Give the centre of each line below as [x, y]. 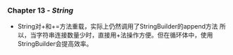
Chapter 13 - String [40, 10]
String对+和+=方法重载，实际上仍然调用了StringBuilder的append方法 [118, 26]
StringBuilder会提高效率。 [55, 44]
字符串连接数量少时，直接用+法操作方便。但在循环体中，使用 [125, 35]
